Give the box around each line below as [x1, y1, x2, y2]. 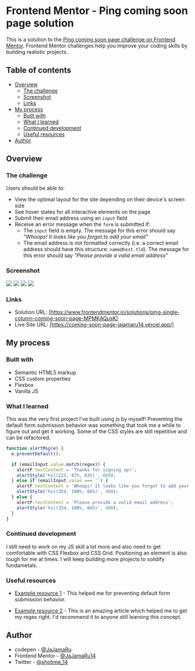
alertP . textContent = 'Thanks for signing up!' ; [16, 467, 137, 473]
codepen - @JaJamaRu [14, 646, 72, 653]
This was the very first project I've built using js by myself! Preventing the [6, 416, 183, 423]
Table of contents [6, 66, 71, 76]
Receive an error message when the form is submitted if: [14, 221, 151, 228]
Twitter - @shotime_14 [14, 658, 68, 665]
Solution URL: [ [14, 309, 51, 316]
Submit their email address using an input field [14, 215, 127, 222]
